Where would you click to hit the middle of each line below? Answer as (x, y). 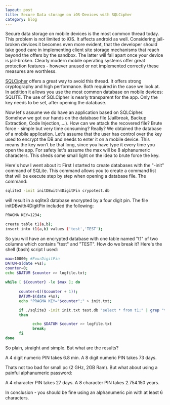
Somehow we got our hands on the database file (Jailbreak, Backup (76, 118)
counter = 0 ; (17, 268)
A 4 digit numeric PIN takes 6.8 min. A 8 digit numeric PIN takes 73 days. (81, 357)
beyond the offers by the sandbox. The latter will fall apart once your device (84, 55)
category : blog (21, 19)
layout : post (19, 10)
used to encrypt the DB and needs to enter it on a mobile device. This (78, 139)
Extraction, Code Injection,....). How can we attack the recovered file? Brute (84, 123)
